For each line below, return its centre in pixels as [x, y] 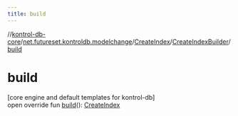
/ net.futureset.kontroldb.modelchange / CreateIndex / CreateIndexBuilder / [126, 41]
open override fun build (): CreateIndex [64, 105]
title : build [27, 14]
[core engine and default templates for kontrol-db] [81, 97]
